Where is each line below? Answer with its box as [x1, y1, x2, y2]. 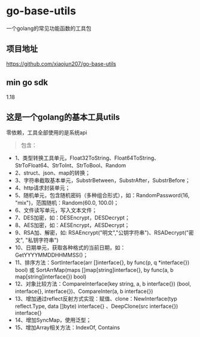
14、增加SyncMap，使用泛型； [14, 317, 92, 324]
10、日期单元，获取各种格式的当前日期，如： [14, 244, 126, 252]
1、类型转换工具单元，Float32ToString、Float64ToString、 [14, 154, 160, 162]
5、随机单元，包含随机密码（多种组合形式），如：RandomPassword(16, [14, 192, 190, 199]
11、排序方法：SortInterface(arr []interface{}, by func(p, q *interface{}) [14, 259, 190, 266]
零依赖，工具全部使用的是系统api [6, 129, 87, 136]
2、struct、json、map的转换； [14, 169, 91, 177]
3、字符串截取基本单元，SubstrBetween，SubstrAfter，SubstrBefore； [14, 177, 190, 184]
